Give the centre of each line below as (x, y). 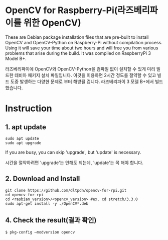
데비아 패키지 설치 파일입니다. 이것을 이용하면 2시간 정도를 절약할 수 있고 (85, 75)
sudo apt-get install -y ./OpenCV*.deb (47, 204)
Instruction (29, 108)
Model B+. (16, 58)
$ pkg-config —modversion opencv (40, 232)
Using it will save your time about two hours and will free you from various (82, 48)
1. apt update (26, 127)
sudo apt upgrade (23, 143)
